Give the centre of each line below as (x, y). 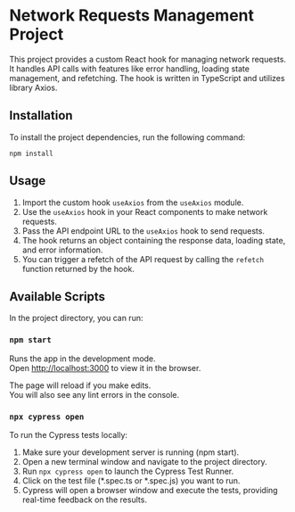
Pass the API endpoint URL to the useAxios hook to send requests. (143, 231)
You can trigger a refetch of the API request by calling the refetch (143, 259)
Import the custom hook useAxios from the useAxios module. (133, 202)
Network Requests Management (131, 16)
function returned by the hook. (78, 268)
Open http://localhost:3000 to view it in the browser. (105, 367)
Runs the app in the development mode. (82, 359)
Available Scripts (57, 297)
